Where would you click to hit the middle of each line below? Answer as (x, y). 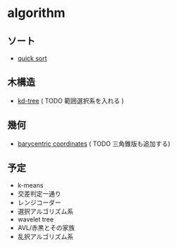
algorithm (36, 13)
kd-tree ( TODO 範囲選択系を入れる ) (71, 100)
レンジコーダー (39, 202)
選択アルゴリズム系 (45, 212)
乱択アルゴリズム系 (45, 237)
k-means (30, 185)
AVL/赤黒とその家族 (46, 228)
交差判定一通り (39, 194)
